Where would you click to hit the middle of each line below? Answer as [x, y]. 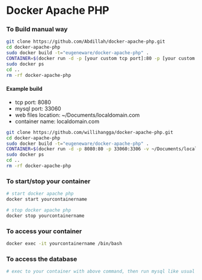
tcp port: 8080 [33, 102]
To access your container [44, 231]
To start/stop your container [48, 181]
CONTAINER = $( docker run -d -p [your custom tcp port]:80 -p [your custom [101, 59]
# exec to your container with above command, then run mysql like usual [101, 272]
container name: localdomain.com [57, 121]
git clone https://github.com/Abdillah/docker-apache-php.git [86, 42]
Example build [24, 89]
